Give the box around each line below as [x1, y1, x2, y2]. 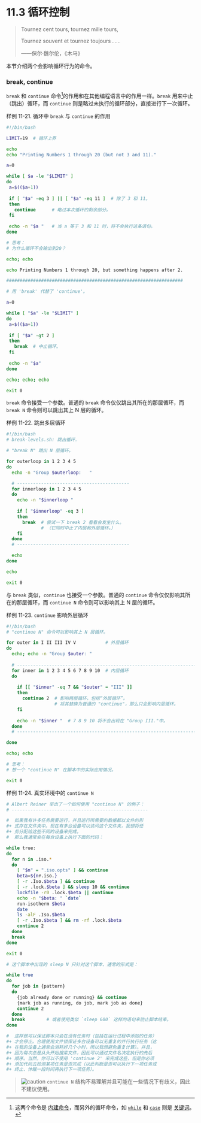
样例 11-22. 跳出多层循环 [6, 419, 66, 426]
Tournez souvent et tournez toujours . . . [20, 37, 120, 44]
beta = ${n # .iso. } [17, 873, 58, 879]
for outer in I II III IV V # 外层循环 [6, 640, 129, 646]
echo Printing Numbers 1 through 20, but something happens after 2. [6, 267, 184, 273]
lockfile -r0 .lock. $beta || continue [17, 889, 114, 895]
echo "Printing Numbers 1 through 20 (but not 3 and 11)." [6, 152, 157, 158]
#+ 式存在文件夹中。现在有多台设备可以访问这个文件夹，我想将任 [6, 823, 144, 830]
